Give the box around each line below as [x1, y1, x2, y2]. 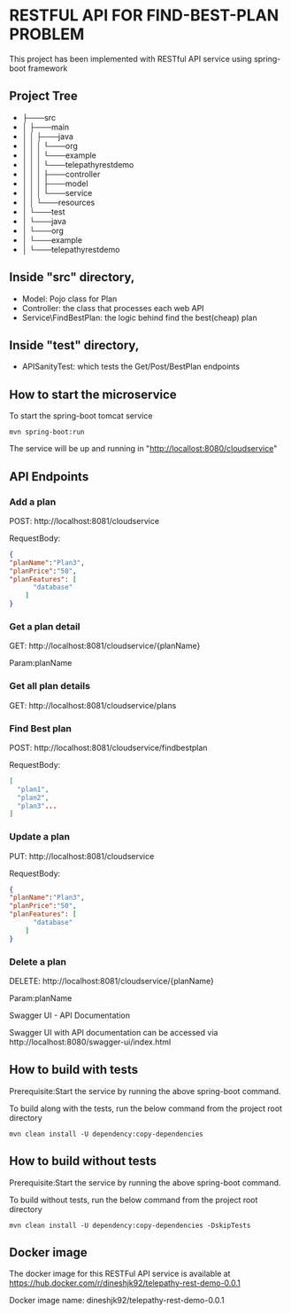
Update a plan [9, 831, 71, 843]
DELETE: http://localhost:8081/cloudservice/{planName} [9, 975, 214, 986]
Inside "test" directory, [9, 338, 140, 353]
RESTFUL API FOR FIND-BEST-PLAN [9, 5, 280, 26]
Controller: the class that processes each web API [21, 302, 205, 313]
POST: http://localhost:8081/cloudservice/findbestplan [9, 742, 208, 753]
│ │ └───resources [21, 197, 96, 207]
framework [27, 63, 68, 74]
